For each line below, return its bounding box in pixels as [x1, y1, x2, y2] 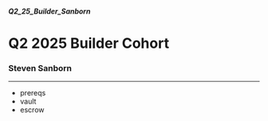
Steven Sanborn [8, 62, 73, 73]
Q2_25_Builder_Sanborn [8, 6, 91, 16]
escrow [19, 105, 45, 115]
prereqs [19, 88, 46, 98]
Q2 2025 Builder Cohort [8, 34, 170, 52]
